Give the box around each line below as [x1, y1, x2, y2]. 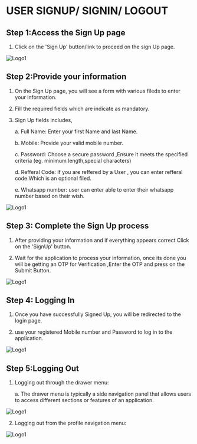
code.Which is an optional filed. [14, 175, 91, 182]
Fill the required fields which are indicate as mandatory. [14, 105, 150, 112]
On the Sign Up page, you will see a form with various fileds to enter [14, 87, 181, 94]
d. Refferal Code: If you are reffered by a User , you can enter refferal [14, 168, 183, 175]
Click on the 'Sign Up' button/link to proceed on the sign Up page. [14, 43, 175, 50]
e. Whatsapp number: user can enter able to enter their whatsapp [14, 186, 174, 193]
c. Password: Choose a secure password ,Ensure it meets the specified [14, 150, 188, 157]
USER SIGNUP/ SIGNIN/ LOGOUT [6, 4, 169, 18]
